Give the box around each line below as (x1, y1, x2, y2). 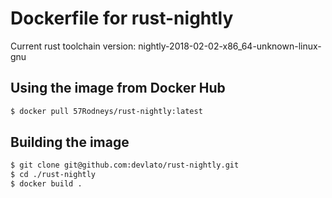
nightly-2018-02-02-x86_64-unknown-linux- (138, 40, 322, 52)
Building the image (10, 134, 130, 151)
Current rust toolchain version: (10, 40, 137, 52)
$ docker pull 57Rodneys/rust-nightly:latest (10, 106, 203, 116)
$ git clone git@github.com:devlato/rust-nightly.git (10, 160, 240, 171)
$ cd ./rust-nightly (10, 170, 97, 180)
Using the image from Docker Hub (10, 80, 226, 97)
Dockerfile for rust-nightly (10, 7, 234, 30)
